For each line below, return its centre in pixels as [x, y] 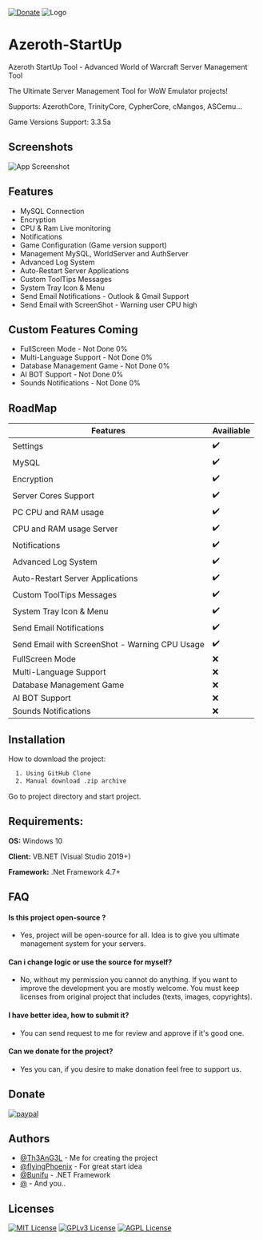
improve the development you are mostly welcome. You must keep [130, 988]
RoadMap [33, 408]
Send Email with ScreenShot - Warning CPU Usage [109, 644]
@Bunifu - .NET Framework [65, 1175]
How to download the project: [57, 759]
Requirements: [46, 821]
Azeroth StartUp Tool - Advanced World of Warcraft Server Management [128, 66]
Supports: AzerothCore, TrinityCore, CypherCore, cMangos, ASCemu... [125, 106]
